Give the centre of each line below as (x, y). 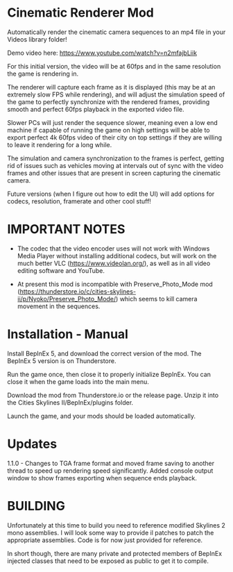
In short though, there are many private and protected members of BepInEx (115, 553)
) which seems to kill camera (156, 298)
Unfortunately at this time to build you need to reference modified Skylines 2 (116, 525)
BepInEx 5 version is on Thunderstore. (62, 361)
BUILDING (36, 506)
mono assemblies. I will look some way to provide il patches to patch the (111, 532)
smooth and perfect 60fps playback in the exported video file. (96, 109)
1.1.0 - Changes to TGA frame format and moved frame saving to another (111, 463)
